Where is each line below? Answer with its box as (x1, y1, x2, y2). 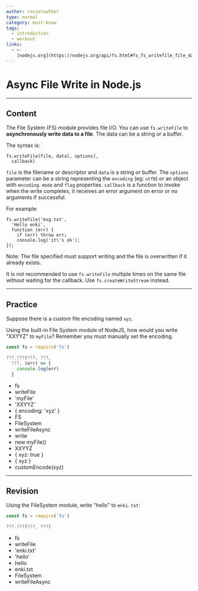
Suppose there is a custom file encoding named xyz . (6, 315, 133, 322)
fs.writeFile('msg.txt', (6, 216, 67, 223)
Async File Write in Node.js (6, 78, 141, 91)
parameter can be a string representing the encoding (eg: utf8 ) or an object (6, 175, 189, 182)
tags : (6, 25, 19, 31)
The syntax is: (6, 142, 40, 149)
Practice (6, 299, 38, 310)
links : (6, 42, 22, 48)
